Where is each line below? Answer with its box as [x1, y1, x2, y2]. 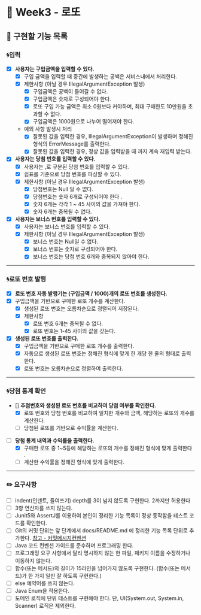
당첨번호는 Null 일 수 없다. [32, 185, 94, 192]
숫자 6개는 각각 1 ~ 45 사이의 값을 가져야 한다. [32, 200, 141, 207]
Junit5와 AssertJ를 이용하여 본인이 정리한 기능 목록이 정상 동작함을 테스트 [14, 512, 188, 519]
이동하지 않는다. [14, 557, 52, 564]
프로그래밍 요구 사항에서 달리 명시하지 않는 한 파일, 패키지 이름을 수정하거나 [14, 549, 191, 557]
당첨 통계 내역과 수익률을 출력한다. [14, 437, 95, 444]
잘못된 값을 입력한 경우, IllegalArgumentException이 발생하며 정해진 [32, 133, 193, 140]
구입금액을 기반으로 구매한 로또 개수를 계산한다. [14, 297, 126, 304]
